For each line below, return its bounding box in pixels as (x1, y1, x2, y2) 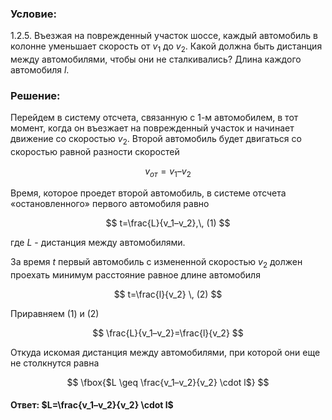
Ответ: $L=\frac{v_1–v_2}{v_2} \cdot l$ (10, 399, 174, 411)
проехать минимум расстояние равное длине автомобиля (10, 268, 261, 281)
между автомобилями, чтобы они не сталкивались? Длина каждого (10, 53, 302, 66)
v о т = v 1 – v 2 (144, 165, 192, 179)
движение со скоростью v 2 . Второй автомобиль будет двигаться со (10, 133, 302, 147)
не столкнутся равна (10, 357, 100, 369)
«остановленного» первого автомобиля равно (10, 197, 210, 209)
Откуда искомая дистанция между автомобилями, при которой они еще (10, 346, 321, 358)
